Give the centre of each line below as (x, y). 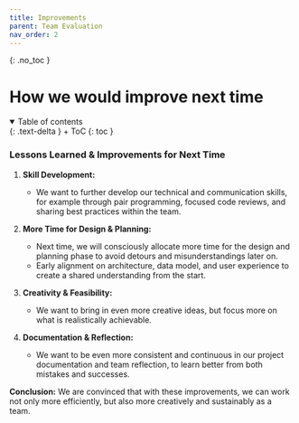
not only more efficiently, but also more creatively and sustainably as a (141, 401)
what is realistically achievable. (93, 320)
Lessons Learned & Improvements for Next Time (117, 155)
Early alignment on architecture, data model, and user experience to (162, 265)
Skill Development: (59, 174)
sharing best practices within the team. (108, 211)
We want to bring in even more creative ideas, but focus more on (157, 310)
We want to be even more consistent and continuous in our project (160, 354)
